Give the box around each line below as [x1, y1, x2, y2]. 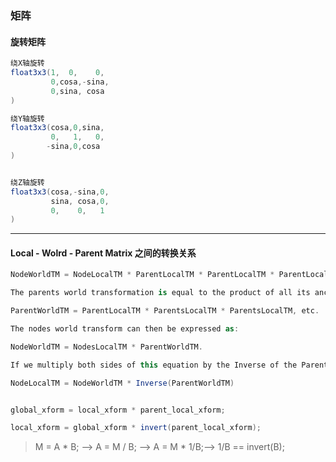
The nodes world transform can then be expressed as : [10, 324, 240, 334]
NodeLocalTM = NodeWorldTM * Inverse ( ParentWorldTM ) [10, 378, 235, 388]
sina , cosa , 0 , [50, 196, 110, 206]
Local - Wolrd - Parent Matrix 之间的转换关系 [10, 247, 197, 259]
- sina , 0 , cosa [46, 142, 101, 152]
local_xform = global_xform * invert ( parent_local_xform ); [10, 423, 262, 433]
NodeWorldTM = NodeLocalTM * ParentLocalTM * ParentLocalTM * [10, 270, 275, 280]
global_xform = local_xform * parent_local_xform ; [10, 405, 226, 415]
